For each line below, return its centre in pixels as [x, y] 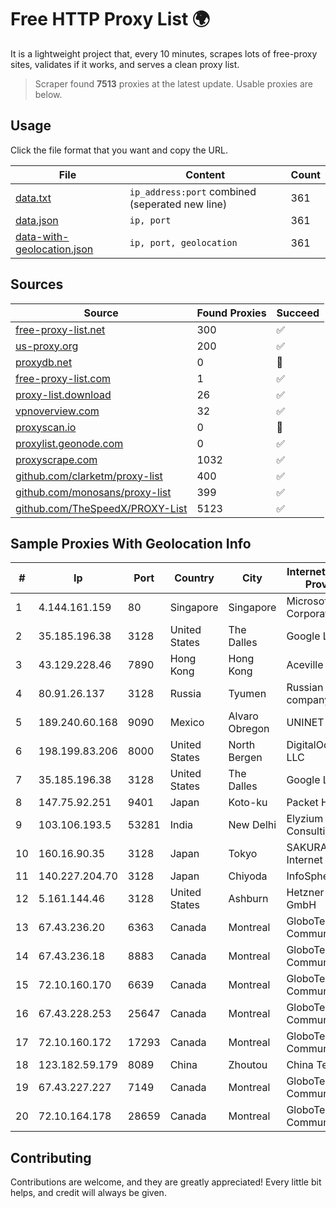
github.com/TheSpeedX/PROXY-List [101, 508]
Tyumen [247, 694]
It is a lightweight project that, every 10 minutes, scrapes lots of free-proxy [164, 53]
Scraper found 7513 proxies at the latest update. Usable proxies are [173, 83]
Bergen [245, 758]
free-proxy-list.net [60, 329]
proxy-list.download [63, 394]
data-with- [42, 236]
